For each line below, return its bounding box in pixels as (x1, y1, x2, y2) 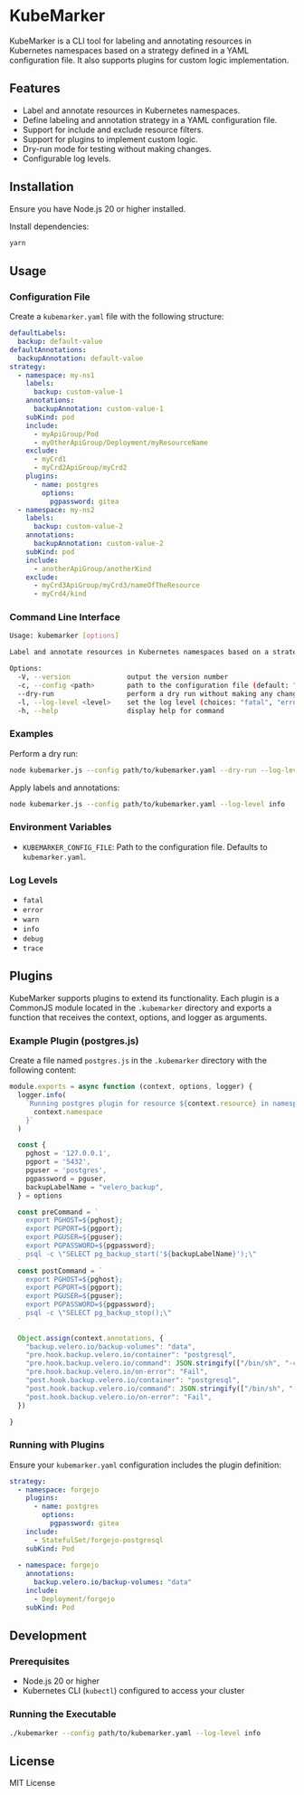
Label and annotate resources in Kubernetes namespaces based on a (9, 648, 270, 657)
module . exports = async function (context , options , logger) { (9, 1083, 253, 1092)
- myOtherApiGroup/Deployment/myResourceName (33, 438, 208, 447)
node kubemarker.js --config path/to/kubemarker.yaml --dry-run (9, 766, 257, 775)
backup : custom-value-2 (33, 522, 124, 531)
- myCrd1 (33, 454, 67, 464)
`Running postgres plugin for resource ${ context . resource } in (25, 1099, 270, 1108)
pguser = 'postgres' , (25, 1166, 107, 1175)
